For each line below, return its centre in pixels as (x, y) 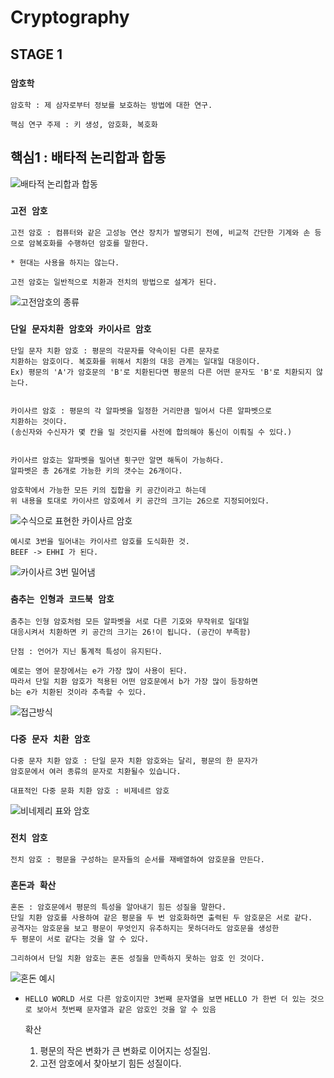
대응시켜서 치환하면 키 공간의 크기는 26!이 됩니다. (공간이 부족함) (131, 632)
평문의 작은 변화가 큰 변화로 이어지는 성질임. (125, 1051)
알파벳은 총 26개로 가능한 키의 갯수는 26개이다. (96, 471)
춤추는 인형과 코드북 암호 (62, 599)
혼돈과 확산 (33, 885)
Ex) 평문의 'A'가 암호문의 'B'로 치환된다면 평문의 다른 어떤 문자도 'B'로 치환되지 (161, 372)
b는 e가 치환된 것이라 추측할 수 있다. (78, 692)
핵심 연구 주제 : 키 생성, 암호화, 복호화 (84, 124)
